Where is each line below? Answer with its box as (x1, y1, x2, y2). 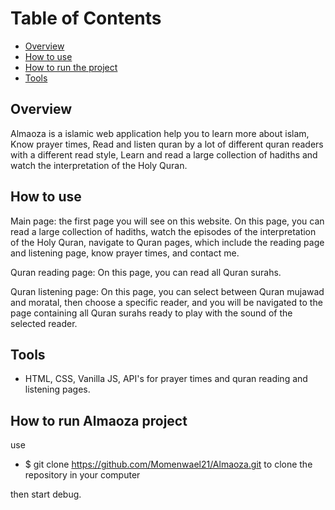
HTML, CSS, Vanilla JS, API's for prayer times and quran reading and (24, 373, 308, 385)
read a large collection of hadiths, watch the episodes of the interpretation (10, 225, 317, 237)
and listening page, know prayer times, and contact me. (10, 247, 240, 259)
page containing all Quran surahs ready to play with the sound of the (10, 307, 293, 319)
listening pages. (24, 383, 91, 396)
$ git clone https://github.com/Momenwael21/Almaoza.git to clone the (24, 458, 313, 471)
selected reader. (10, 317, 78, 329)
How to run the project (24, 61, 118, 73)
